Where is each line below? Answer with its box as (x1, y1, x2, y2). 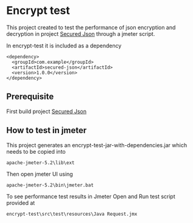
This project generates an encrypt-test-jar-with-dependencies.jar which (6, 141, 188, 149)
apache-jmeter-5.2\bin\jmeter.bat (6, 182, 94, 188)
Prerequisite (6, 92, 54, 102)
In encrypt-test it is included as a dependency (6, 42, 122, 49)
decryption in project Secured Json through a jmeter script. (6, 30, 155, 37)
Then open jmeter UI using (6, 170, 73, 177)
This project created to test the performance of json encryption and (6, 24, 176, 31)
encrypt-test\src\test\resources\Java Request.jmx (6, 211, 138, 217)
